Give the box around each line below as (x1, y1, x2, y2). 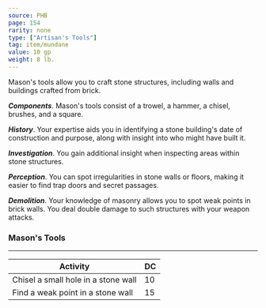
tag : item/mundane (8, 41, 69, 49)
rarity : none (8, 26, 51, 34)
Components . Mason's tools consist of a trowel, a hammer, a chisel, (8, 100, 231, 111)
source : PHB (8, 11, 47, 20)
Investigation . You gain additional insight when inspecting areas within (8, 148, 240, 158)
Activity (59, 261, 90, 272)
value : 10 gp (8, 48, 51, 56)
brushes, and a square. (8, 109, 84, 118)
